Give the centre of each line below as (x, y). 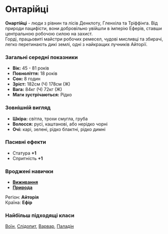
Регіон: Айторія (22, 197)
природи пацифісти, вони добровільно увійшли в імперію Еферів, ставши (83, 28)
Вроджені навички (29, 171)
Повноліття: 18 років (35, 73)
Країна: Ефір (19, 202)
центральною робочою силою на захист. (49, 33)
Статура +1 (24, 153)
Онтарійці (27, 9)
